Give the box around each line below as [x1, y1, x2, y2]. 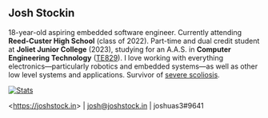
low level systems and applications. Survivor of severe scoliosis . [8, 69, 220, 79]
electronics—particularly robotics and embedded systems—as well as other [8, 61, 258, 71]
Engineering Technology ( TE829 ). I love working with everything [8, 53, 224, 62]
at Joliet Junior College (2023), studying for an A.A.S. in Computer [8, 44, 231, 54]
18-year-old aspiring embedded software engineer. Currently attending [8, 27, 242, 37]
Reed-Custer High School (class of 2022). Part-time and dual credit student [8, 36, 260, 45]
